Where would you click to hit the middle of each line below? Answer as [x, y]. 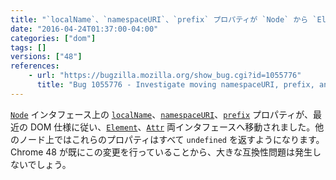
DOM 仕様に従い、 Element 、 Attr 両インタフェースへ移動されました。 [172, 127]
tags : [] [28, 47]
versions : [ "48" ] [46, 57]
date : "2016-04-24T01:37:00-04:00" [84, 29]
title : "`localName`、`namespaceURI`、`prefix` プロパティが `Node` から [159, 19]
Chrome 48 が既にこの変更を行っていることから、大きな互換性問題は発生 [161, 152]
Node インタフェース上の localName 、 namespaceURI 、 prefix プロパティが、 [161, 114]
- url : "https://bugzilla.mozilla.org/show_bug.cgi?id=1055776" [165, 76]
